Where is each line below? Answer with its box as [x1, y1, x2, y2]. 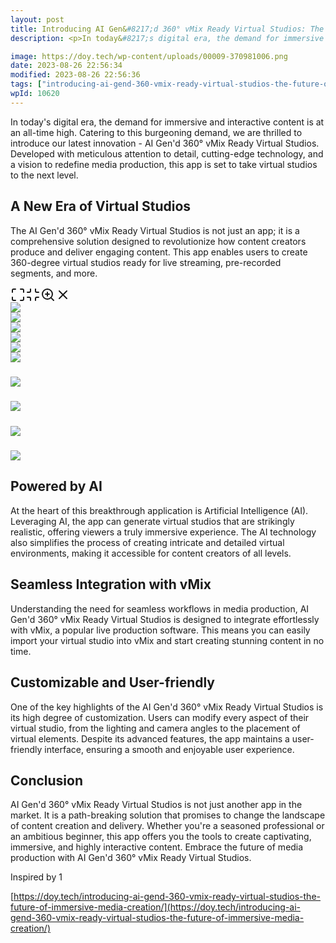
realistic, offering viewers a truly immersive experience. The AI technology [10, 526, 317, 538]
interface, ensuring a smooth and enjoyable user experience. [44, 743, 295, 755]
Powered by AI [10, 478, 103, 495]
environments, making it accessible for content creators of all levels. [10, 547, 292, 559]
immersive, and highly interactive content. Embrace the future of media [10, 841, 304, 853]
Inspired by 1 [10, 871, 63, 883]
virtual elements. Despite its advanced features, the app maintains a [10, 732, 290, 745]
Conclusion [10, 772, 84, 789]
